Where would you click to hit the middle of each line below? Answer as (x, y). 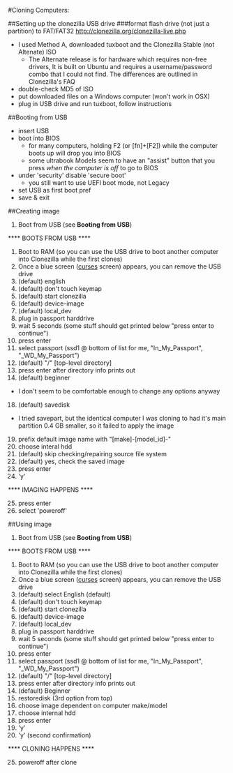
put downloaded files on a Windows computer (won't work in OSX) (114, 96)
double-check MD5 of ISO (55, 89)
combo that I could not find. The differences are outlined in (113, 74)
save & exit (33, 197)
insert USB (33, 131)
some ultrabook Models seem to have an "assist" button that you (122, 160)
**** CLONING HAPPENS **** (51, 749)
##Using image (30, 524)
